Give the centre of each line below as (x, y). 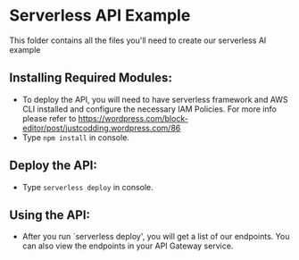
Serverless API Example (100, 16)
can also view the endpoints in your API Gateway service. (128, 246)
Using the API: (50, 215)
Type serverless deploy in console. (87, 187)
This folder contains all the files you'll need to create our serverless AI (138, 40)
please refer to (49, 118)
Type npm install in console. (75, 137)
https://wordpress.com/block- (133, 118)
